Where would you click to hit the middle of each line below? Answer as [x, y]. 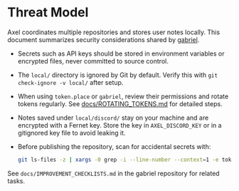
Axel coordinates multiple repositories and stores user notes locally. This [114, 32]
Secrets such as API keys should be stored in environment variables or [121, 53]
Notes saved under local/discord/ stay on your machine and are [113, 118]
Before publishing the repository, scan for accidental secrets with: [114, 146]
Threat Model [48, 12]
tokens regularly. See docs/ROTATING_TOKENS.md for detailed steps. [120, 103]
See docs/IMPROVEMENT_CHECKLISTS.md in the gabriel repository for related [113, 173]
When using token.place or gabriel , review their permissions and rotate [123, 96]
